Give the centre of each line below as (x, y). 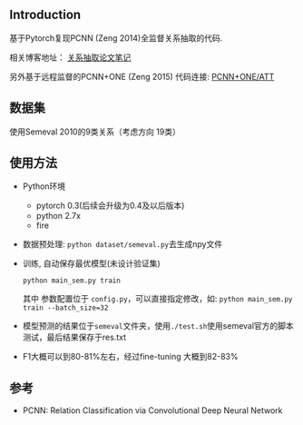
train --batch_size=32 (65, 308)
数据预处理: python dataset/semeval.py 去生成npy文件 (122, 244)
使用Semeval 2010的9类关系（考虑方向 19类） (95, 132)
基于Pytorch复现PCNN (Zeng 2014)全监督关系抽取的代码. (116, 38)
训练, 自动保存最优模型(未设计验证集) (91, 263)
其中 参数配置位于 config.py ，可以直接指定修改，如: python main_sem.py (157, 299)
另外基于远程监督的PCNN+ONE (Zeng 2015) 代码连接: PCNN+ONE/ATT (142, 76)
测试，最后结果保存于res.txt (74, 337)
